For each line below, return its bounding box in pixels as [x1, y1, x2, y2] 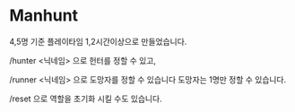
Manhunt [9, 5, 79, 26]
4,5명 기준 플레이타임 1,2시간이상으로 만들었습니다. [9, 36, 187, 47]
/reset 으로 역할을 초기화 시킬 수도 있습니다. [9, 93, 163, 104]
